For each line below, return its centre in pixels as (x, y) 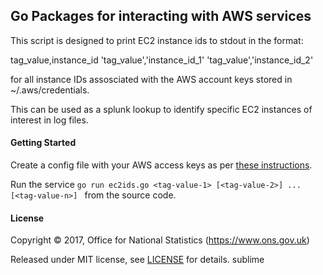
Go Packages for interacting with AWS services (161, 16)
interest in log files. (49, 120)
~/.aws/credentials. (50, 90)
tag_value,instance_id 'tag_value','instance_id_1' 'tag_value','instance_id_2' (162, 60)
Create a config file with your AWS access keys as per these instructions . (161, 165)
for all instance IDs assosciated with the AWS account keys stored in (151, 79)
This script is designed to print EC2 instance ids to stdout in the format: (157, 40)
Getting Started (43, 143)
